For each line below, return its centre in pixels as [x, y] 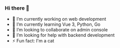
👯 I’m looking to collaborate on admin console [60, 30]
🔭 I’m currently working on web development [59, 19]
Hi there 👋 [17, 8]
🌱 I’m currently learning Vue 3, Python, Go [56, 24]
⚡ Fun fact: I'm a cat [33, 41]
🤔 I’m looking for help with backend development [63, 35]
